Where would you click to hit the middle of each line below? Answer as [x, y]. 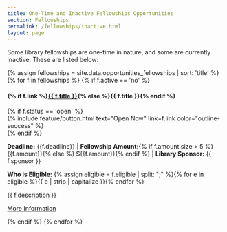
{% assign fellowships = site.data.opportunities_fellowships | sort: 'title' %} [113, 73]
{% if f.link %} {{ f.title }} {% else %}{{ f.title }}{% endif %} [91, 96]
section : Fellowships [38, 20]
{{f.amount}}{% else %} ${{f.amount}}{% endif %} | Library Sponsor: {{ [109, 154]
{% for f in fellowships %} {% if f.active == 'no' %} [78, 81]
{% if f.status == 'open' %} [45, 112]
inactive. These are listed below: [53, 60]
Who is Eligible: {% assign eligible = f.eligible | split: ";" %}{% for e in [106, 175]
